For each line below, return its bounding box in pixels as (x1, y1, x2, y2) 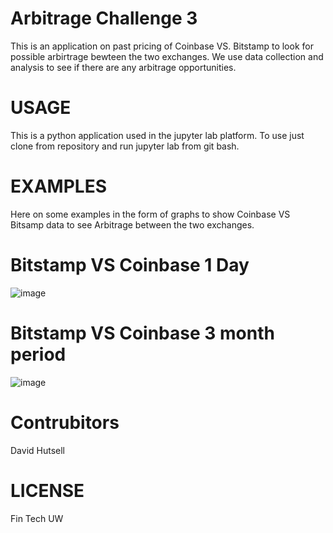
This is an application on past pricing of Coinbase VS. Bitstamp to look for (10, 40, 314, 52)
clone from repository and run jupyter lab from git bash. (10, 140, 240, 152)
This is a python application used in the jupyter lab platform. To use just (10, 129, 305, 141)
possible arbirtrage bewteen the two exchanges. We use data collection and (10, 50, 324, 62)
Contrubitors (10, 411, 120, 434)
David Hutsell (10, 444, 65, 456)
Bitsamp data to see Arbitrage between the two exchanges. (10, 218, 255, 231)
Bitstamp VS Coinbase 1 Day (10, 254, 250, 276)
